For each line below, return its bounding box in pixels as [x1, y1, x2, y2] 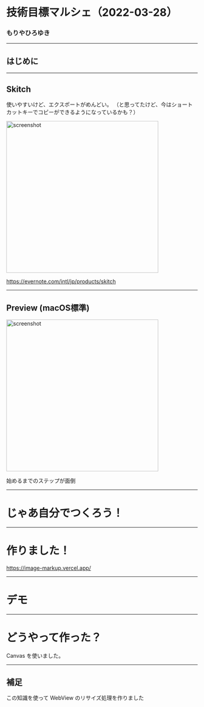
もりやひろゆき [6, 29, 50, 37]
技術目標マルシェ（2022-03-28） [6, 5, 178, 19]
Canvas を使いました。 [6, 652, 64, 659]
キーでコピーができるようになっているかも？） [22, 109, 139, 116]
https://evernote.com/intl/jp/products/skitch [6, 278, 117, 285]
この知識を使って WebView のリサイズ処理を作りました [6, 694, 144, 702]
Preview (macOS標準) [6, 302, 90, 313]
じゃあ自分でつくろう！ [6, 507, 124, 520]
